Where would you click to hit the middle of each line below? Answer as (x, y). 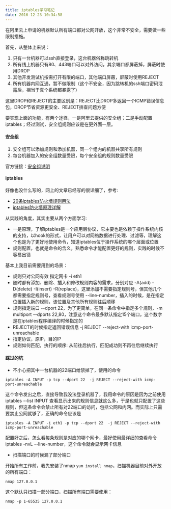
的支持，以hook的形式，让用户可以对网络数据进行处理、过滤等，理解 (85, 235)
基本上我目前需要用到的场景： (36, 265)
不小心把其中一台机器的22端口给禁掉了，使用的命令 (67, 370)
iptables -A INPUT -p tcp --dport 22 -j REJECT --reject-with (74, 380)
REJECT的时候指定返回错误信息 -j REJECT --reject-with (71, 327)
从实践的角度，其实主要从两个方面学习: (46, 218)
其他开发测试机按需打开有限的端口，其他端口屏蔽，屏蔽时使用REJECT (86, 77)
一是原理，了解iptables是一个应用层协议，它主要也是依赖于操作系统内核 (88, 229)
